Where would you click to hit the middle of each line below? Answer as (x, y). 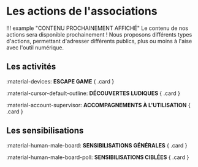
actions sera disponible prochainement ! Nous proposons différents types (99, 34)
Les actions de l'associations (82, 11)
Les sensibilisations (45, 131)
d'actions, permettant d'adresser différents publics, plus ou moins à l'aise (99, 41)
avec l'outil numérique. (35, 48)
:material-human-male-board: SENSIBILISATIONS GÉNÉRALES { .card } (97, 145)
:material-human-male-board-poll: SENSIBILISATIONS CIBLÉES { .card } (98, 157)
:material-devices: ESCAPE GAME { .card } (60, 81)
